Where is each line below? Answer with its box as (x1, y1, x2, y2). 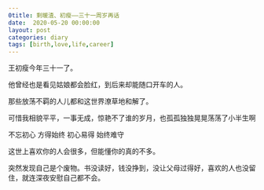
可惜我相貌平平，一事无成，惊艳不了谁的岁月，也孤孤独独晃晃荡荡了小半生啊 (8, 113, 256, 122)
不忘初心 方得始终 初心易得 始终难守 (8, 130, 124, 140)
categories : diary (8, 33, 68, 42)
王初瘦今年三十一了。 (8, 64, 77, 73)
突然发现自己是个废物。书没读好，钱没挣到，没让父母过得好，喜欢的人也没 (8, 163, 249, 173)
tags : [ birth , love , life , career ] (8, 41, 114, 49)
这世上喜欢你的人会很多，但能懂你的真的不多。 (8, 147, 159, 156)
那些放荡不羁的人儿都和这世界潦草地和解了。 (8, 97, 153, 106)
